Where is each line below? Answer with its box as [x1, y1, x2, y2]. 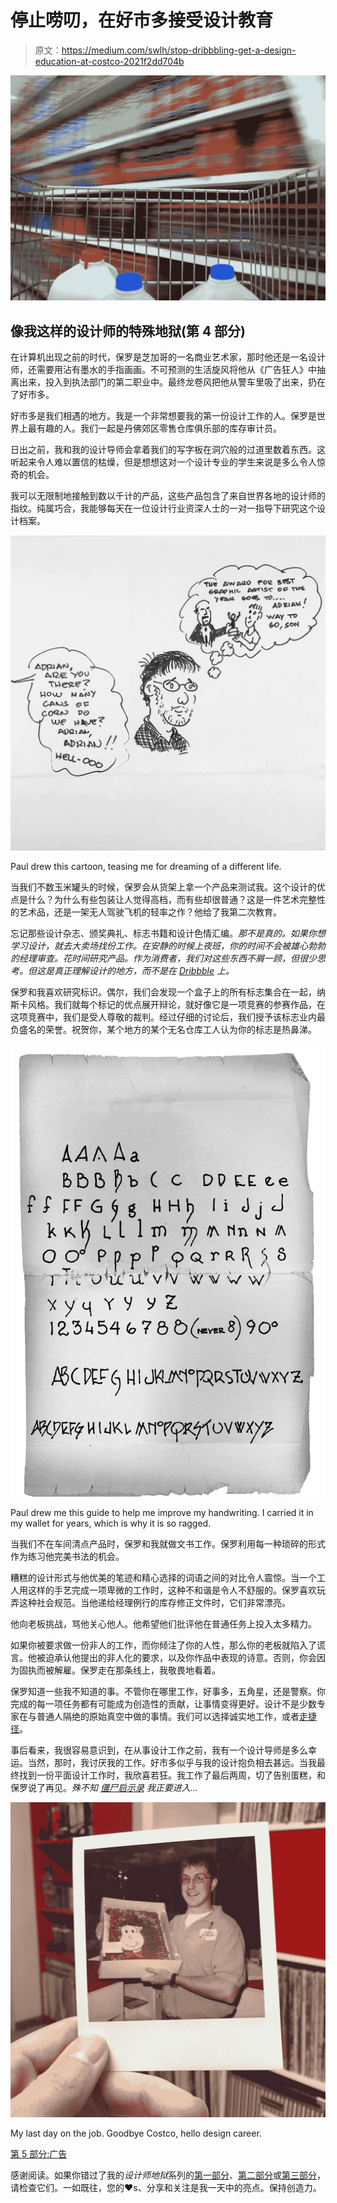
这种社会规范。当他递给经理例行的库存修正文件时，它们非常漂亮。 [18, 1596, 291, 1608]
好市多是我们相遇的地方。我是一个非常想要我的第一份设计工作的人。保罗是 [10, 410, 317, 422]
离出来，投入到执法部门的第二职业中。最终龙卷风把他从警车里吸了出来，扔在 [10, 376, 326, 388]
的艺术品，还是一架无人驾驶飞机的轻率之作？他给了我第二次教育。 [10, 906, 282, 918]
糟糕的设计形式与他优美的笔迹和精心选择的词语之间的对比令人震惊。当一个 [10, 1571, 317, 1583]
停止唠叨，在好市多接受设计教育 [10, 9, 274, 32]
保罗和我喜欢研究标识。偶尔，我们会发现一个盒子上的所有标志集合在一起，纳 [10, 986, 326, 998]
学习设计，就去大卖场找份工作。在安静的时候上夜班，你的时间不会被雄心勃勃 [10, 940, 326, 952]
